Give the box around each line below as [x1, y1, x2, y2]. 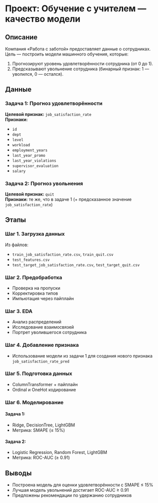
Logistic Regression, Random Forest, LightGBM [12, 449, 108, 455]
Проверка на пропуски [12, 285, 60, 291]
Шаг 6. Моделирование [5, 399, 64, 406]
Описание [5, 33, 38, 41]
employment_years [12, 148, 48, 153]
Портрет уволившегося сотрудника [12, 330, 87, 335]
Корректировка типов [12, 290, 58, 296]
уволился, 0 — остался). [12, 71, 64, 77]
